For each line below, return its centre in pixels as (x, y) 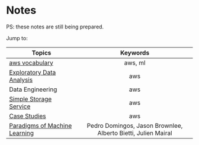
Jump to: (17, 38)
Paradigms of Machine (41, 125)
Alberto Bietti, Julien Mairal (135, 133)
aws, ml (135, 63)
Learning (22, 133)
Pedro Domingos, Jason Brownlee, (135, 125)
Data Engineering (33, 89)
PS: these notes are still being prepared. (55, 27)
